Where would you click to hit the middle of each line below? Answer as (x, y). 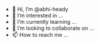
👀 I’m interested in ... (38, 15)
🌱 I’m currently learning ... (44, 22)
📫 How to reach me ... (40, 35)
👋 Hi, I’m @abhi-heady (40, 9)
